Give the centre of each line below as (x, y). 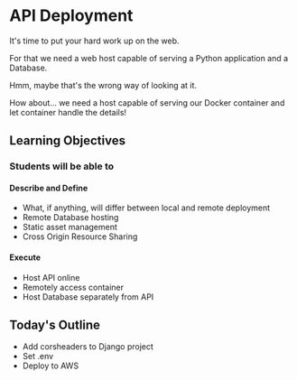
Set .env (38, 357)
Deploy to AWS (51, 366)
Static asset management (70, 227)
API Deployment (71, 16)
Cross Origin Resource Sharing (80, 236)
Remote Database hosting (70, 218)
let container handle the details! (68, 112)
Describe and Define (49, 188)
